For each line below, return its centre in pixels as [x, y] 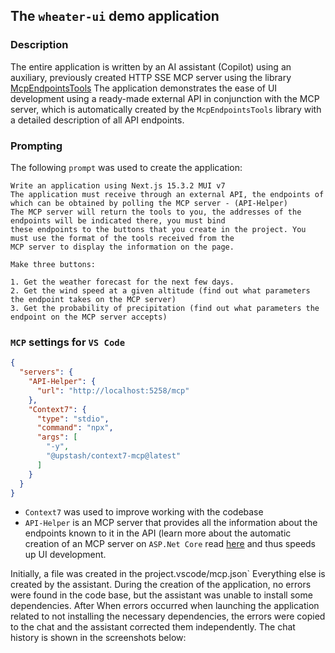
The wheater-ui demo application [115, 16]
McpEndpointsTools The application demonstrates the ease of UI [144, 88]
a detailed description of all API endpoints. [97, 120]
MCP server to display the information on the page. [122, 247]
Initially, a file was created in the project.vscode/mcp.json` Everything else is [168, 574]
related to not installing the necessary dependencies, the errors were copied [168, 616]
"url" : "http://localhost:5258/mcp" [113, 390]
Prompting [36, 146]
